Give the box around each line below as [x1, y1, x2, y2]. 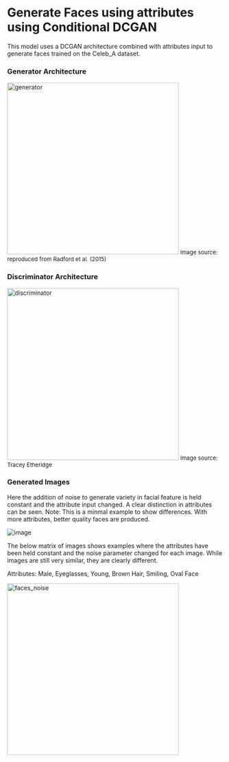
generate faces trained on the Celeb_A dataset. [7, 49, 141, 58]
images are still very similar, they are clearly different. [7, 556, 158, 564]
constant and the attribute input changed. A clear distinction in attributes [7, 500, 213, 508]
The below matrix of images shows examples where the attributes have [7, 541, 209, 550]
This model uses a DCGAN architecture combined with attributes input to [7, 42, 213, 50]
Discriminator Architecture [7, 272, 98, 282]
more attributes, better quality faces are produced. [7, 515, 150, 523]
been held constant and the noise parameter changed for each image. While [7, 548, 223, 557]
